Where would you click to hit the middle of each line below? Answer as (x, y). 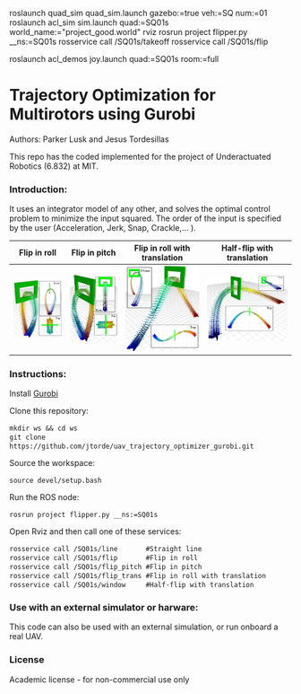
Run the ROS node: (44, 496)
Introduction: (39, 189)
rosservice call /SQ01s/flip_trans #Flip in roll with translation (138, 575)
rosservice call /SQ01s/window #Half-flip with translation (132, 584)
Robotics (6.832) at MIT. (54, 166)
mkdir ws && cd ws (43, 428)
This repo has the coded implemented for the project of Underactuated (140, 156)
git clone (28, 437)
